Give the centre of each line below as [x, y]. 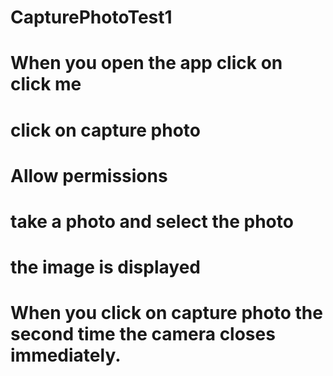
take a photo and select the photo [152, 221]
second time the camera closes [143, 334]
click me [46, 84]
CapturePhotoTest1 [91, 17]
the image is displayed [105, 267]
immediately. [66, 355]
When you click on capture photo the [166, 313]
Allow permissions [89, 175]
